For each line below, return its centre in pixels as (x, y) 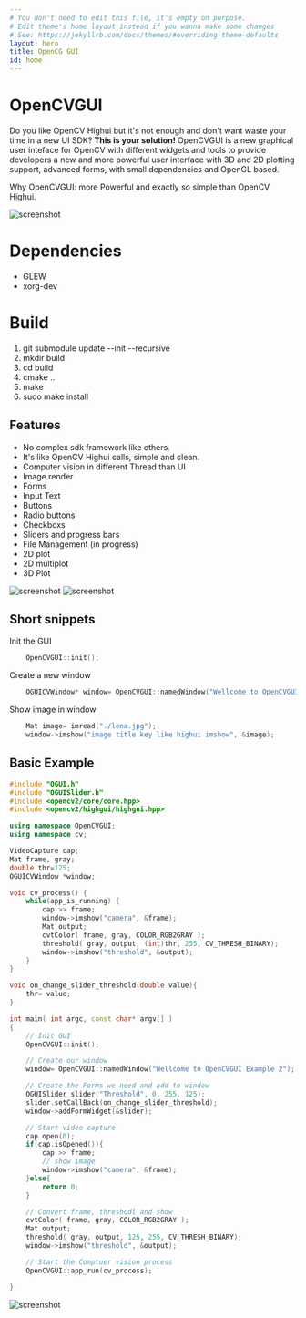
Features (35, 425)
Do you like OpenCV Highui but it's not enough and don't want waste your (148, 130)
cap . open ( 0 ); (51, 1136)
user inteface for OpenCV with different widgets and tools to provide (138, 149)
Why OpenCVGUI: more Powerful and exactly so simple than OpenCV (140, 187)
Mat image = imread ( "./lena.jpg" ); (91, 726)
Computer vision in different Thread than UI (104, 467)
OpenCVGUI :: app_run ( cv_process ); (89, 1271)
